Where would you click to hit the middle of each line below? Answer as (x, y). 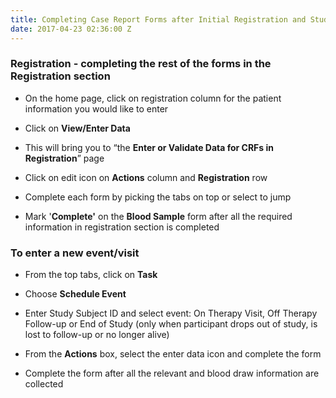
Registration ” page (64, 158)
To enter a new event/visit (75, 253)
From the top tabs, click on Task (91, 275)
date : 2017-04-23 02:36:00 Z (71, 29)
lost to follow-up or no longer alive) (97, 335)
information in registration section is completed (122, 227)
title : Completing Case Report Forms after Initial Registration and (158, 19)
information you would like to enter (96, 108)
